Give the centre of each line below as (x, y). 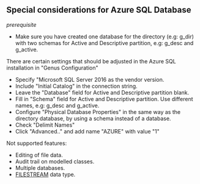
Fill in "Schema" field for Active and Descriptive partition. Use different (104, 99)
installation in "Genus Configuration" (53, 68)
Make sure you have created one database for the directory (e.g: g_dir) (105, 37)
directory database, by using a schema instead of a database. (93, 118)
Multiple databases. (40, 168)
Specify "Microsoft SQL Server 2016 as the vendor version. (90, 79)
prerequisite (21, 24)
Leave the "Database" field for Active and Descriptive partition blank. (102, 92)
